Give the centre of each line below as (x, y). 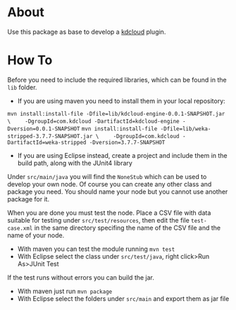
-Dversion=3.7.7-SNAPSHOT (127, 142)
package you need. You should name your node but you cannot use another (118, 192)
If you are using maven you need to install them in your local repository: (121, 101)
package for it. (29, 199)
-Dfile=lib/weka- (186, 129)
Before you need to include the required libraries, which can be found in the (117, 80)
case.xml (20, 228)
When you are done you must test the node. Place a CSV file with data (109, 213)
